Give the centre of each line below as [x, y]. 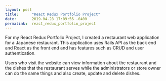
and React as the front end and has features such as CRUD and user [75, 48]
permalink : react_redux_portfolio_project [51, 23]
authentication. [21, 53]
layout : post [19, 10]
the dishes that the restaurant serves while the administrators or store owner [83, 68]
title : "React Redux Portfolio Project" [53, 14]
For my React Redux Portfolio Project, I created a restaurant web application [82, 38]
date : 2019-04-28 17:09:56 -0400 [46, 19]
